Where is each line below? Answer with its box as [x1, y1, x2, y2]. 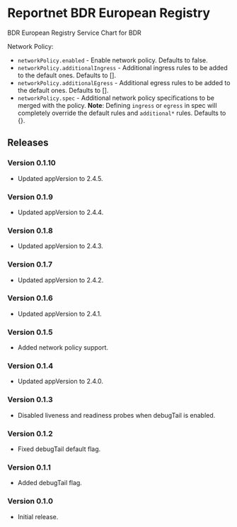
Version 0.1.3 [7, 395, 53, 405]
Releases [7, 137, 49, 149]
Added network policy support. [17, 343, 108, 352]
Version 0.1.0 [7, 497, 53, 506]
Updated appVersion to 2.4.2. [17, 275, 104, 284]
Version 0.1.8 [7, 226, 53, 235]
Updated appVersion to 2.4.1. [17, 309, 102, 318]
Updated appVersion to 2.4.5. [17, 174, 104, 182]
